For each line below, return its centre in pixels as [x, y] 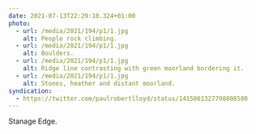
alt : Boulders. [49, 53]
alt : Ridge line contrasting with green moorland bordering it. [134, 69]
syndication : [30, 91]
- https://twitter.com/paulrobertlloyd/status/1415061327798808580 [132, 98]
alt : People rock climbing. [70, 38]
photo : [19, 23]
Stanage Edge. [33, 121]
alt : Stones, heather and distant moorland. [99, 83]
